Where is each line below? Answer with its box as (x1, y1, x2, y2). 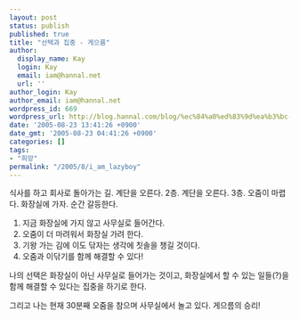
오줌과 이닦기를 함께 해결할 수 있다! (21, 251, 144, 262)
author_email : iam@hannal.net (9, 95, 122, 105)
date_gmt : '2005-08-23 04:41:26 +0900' (9, 129, 158, 138)
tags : (9, 145, 29, 154)
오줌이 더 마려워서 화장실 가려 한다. (21, 229, 144, 240)
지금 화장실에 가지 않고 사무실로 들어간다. (21, 217, 166, 228)
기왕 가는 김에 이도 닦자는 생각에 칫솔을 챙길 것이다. (21, 240, 200, 250)
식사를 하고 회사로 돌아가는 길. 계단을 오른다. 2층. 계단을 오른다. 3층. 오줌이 (9, 188, 270, 199)
